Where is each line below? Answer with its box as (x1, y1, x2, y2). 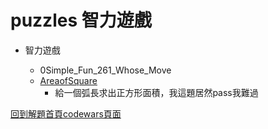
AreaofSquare (39, 74, 98, 86)
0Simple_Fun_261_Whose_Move (39, 64, 172, 76)
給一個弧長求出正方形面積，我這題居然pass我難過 (54, 86, 259, 98)
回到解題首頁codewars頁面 (10, 107, 122, 120)
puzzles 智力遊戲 (10, 9, 152, 32)
